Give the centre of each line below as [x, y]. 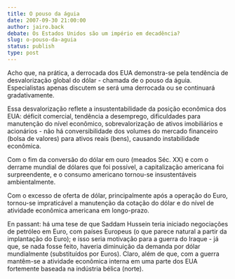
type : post [23, 53]
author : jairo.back [36, 27]
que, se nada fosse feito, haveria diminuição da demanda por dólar [104, 246]
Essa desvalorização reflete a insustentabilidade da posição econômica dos [117, 109]
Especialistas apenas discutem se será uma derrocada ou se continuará [111, 88]
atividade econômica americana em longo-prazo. [78, 210]
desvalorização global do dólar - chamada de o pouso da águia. [100, 80]
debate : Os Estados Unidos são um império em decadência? [94, 33]
